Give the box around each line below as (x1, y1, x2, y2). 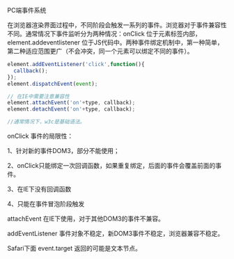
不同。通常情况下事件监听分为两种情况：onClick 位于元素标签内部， (7, 30, 202, 38)
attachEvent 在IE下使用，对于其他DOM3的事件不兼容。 (7, 214, 165, 223)
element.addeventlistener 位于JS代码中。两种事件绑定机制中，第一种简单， (7, 38, 224, 47)
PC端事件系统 (7, 6, 47, 14)
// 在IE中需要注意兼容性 (7, 93, 70, 100)
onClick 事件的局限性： (7, 132, 74, 140)
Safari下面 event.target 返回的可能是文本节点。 (7, 244, 141, 252)
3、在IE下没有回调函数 (7, 185, 72, 193)
